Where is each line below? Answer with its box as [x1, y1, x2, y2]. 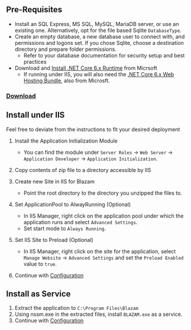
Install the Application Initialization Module [14, 137, 118, 144]
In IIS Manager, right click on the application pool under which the [23, 212, 184, 219]
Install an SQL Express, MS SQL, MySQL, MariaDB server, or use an [14, 20, 179, 27]
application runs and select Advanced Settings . [23, 218, 138, 225]
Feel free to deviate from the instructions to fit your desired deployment [6, 125, 180, 132]
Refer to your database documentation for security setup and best [23, 51, 185, 59]
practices [23, 58, 47, 65]
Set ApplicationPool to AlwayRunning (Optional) [14, 200, 131, 208]
